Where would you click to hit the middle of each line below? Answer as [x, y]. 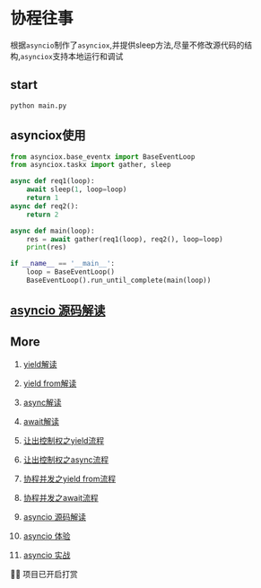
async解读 [42, 403]
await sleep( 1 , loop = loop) [77, 189]
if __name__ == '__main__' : [63, 264]
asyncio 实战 [47, 555]
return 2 [43, 215]
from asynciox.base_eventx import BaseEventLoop [103, 157]
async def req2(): [44, 206]
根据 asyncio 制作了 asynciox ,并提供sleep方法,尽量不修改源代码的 [127, 45]
